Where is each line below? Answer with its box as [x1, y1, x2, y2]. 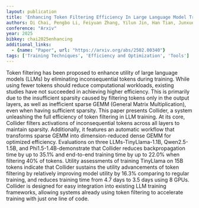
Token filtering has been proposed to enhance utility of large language [6, 69, 178, 76]
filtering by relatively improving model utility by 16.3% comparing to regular [6, 169, 190, 177]
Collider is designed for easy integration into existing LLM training [6, 182, 167, 190]
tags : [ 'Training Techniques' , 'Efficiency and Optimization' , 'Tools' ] [6, 53, 190, 59]
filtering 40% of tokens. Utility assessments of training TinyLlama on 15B [6, 157, 184, 164]
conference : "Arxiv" [6, 25, 57, 31]
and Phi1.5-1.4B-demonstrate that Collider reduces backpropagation [18, 145, 185, 152]
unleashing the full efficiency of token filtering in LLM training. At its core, [6, 113, 185, 120]
